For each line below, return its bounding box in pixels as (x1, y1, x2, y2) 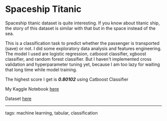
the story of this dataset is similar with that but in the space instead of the (5, 25, 156, 31)
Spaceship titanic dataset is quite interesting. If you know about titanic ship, (5, 20, 160, 26)
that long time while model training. (5, 66, 78, 73)
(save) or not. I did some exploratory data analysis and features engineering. (5, 45, 162, 51)
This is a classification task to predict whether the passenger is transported (5, 40, 160, 46)
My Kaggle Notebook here (5, 86, 59, 92)
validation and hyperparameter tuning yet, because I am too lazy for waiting (5, 61, 160, 67)
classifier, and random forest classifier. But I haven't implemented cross (5, 56, 152, 62)
